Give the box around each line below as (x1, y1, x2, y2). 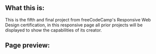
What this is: (5, 4, 45, 12)
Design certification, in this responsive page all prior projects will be (5, 22, 143, 28)
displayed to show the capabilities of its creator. (5, 27, 102, 33)
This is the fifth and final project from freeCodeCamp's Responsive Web (5, 17, 151, 22)
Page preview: (5, 41, 50, 50)
